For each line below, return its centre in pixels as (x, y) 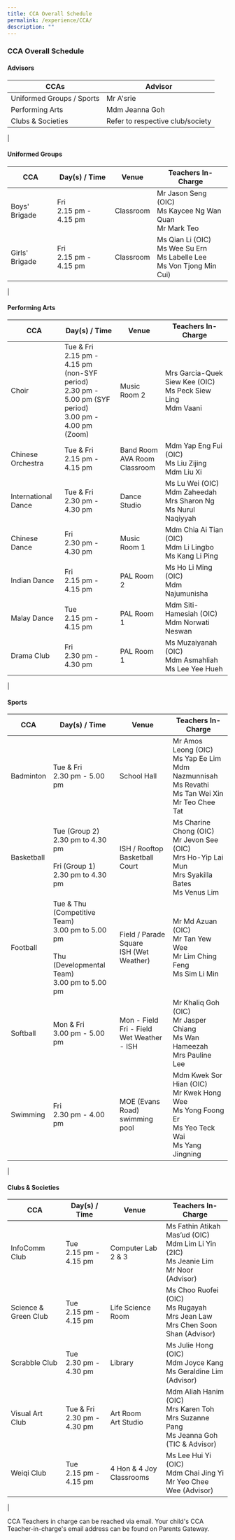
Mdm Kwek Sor (197, 1075)
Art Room (126, 1413)
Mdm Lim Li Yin (191, 1244)
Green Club (29, 1317)
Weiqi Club (29, 1473)
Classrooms (130, 1478)
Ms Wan (186, 1038)
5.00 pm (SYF (87, 399)
